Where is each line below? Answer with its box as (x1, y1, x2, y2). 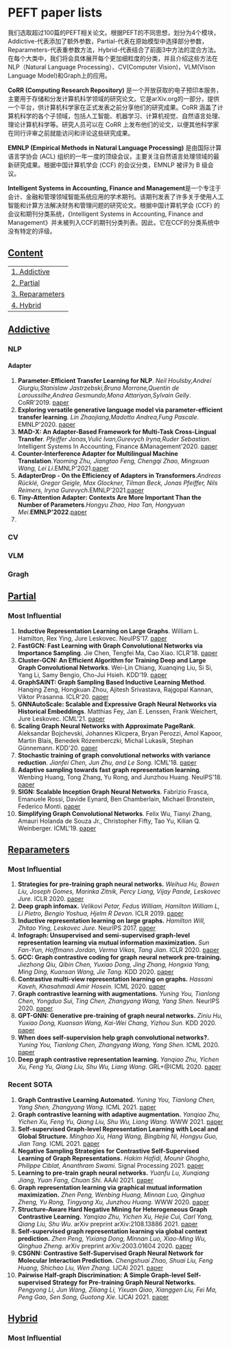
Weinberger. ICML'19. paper (17, 824, 97, 832)
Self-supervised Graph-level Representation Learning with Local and (17, 1125, 219, 1133)
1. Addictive (11, 267, 50, 276)
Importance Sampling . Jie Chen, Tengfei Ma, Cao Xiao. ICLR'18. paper (17, 648, 218, 657)
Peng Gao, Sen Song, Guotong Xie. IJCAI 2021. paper (17, 1292, 169, 1301)
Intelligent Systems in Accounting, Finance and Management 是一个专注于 (8, 184, 221, 192)
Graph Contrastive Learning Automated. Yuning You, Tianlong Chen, (17, 1095, 215, 1104)
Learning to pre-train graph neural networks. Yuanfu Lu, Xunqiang (17, 1169, 210, 1177)
